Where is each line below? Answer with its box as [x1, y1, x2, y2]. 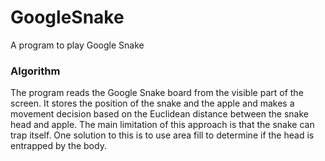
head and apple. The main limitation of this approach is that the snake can [10, 119, 315, 131]
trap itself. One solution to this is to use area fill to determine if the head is [10, 129, 315, 141]
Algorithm [10, 64, 61, 78]
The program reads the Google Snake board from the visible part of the [10, 87, 304, 99]
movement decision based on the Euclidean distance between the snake [10, 108, 309, 120]
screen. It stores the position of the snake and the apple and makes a [10, 97, 295, 110]
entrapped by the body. [10, 140, 107, 152]
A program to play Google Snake [10, 39, 145, 51]
